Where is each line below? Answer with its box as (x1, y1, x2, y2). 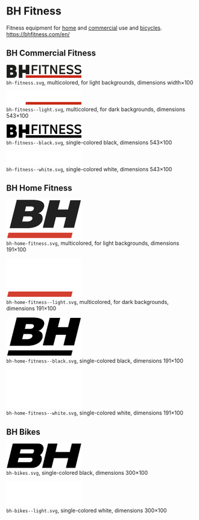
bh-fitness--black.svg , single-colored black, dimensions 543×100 (6, 139, 172, 146)
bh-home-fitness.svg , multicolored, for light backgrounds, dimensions (6, 239, 180, 247)
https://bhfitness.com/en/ (6, 30, 70, 37)
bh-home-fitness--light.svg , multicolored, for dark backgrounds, (6, 298, 169, 305)
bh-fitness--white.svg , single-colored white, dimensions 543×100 (6, 165, 172, 173)
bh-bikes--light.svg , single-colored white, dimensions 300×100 (6, 507, 167, 514)
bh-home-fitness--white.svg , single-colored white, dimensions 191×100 (6, 409, 184, 417)
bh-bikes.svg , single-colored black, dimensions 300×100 (6, 469, 148, 476)
